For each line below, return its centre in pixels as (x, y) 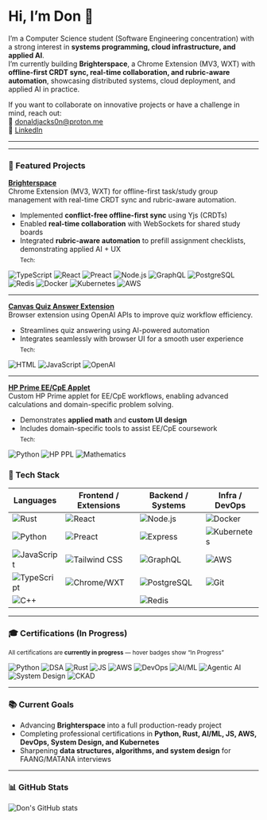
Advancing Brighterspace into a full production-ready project (121, 725)
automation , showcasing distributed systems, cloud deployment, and (122, 80)
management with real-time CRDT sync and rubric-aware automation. (122, 200)
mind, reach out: (35, 113)
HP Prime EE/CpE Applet (49, 387)
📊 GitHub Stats (39, 787)
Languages (35, 500)
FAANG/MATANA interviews (65, 759)
